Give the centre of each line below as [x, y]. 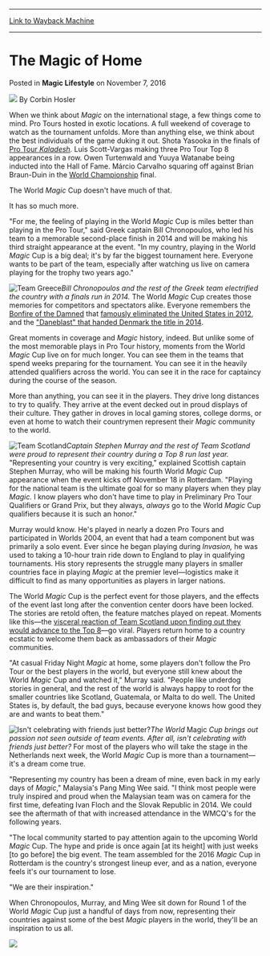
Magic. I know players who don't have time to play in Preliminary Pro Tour [131, 496]
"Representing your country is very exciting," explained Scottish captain [128, 462]
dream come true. [56, 763]
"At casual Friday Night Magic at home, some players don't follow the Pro [130, 662]
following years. [36, 822]
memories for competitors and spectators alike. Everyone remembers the [130, 305]
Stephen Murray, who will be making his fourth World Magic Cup [116, 471]
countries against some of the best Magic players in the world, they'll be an [134, 919]
